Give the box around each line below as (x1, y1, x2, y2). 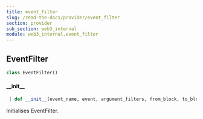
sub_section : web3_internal (6, 25, 77, 32)
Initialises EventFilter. (6, 107, 59, 114)
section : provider (6, 20, 53, 26)
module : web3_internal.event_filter (6, 31, 98, 37)
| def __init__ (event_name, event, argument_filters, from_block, (8, 96, 180, 103)
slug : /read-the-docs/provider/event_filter (6, 14, 120, 21)
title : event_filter (6, 8, 59, 15)
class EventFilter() (6, 69, 59, 76)
